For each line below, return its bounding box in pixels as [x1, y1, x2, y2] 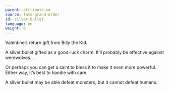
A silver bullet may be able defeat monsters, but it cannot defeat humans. [5, 79, 158, 85]
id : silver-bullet [5, 16, 44, 21]
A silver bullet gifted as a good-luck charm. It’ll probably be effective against [5, 49, 164, 55]
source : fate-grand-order [5, 12, 60, 17]
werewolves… [5, 54, 34, 60]
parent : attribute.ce [5, 7, 51, 12]
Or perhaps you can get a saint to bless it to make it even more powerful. [5, 64, 156, 70]
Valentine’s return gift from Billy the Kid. [5, 39, 88, 45]
